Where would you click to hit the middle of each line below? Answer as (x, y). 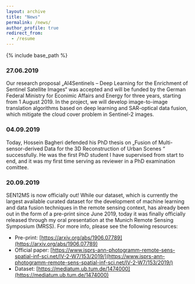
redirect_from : (25, 33)
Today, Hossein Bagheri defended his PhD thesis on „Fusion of (82, 142)
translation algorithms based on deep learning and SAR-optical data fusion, (97, 108)
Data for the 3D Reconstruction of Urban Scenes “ (105, 148)
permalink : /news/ (28, 22)
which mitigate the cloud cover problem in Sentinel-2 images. (80, 114)
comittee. (18, 167)
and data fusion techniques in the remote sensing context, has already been (98, 207)
